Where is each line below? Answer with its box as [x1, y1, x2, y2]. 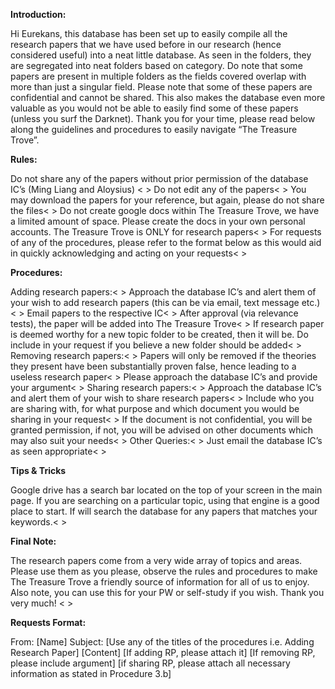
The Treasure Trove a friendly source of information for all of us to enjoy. [10, 576, 310, 588]
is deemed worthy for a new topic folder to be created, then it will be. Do [10, 329, 309, 340]
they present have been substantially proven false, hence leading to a [10, 360, 297, 372]
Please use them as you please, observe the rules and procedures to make [10, 565, 318, 577]
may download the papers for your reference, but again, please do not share [10, 194, 325, 206]
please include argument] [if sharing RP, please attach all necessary [10, 657, 291, 669]
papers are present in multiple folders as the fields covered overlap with [10, 70, 307, 82]
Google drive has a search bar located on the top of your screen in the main [10, 484, 323, 496]
